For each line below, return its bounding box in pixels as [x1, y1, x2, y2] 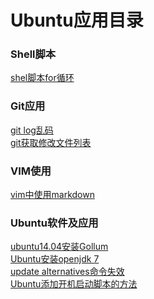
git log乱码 [10, 124, 54, 136]
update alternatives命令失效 [10, 266, 125, 278]
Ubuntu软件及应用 [10, 216, 99, 230]
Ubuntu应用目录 [10, 9, 144, 32]
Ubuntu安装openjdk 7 [10, 253, 100, 265]
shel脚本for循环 [10, 72, 75, 84]
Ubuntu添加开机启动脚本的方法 [10, 278, 138, 290]
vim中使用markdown [10, 189, 95, 201]
